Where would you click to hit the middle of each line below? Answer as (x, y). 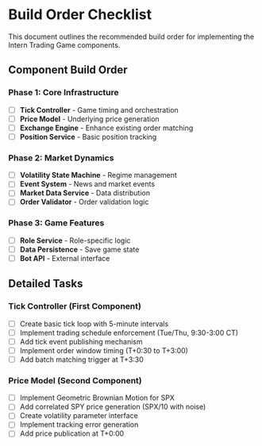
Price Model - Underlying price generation (90, 119)
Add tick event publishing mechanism (81, 341)
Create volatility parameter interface (79, 416)
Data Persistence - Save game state (79, 249)
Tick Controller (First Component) (75, 306)
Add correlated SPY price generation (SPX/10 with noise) (113, 407)
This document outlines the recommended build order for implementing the (131, 37)
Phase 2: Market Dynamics (61, 158)
